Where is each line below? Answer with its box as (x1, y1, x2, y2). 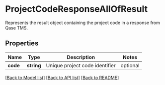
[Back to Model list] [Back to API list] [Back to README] (5, 75, 119, 81)
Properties (5, 39, 39, 48)
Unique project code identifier (46, 62, 116, 69)
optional (120, 62, 140, 69)
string (26, 62, 41, 69)
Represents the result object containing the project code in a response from (5, 20, 161, 26)
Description (67, 54, 95, 60)
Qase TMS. (5, 25, 28, 30)
